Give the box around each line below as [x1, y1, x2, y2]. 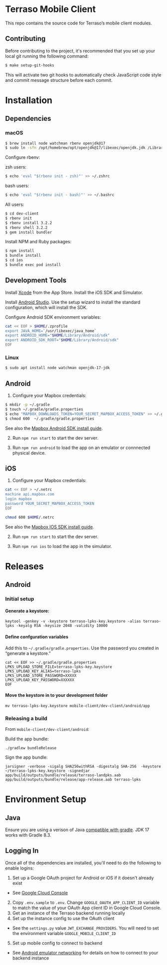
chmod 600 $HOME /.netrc [5, 514, 55, 520]
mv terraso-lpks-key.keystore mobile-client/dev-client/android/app [5, 703, 150, 708]
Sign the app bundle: [5, 754, 48, 760]
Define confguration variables [5, 633, 69, 640]
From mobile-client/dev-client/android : [5, 726, 89, 732]
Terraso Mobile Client [5, 3, 96, 15]
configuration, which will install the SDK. [5, 304, 88, 310]
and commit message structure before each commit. [5, 77, 113, 83]
